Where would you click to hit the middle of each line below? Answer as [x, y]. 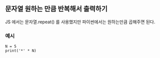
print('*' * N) [21, 51]
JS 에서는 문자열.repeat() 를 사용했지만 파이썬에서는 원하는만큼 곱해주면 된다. [80, 22]
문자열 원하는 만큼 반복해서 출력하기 [56, 9]
